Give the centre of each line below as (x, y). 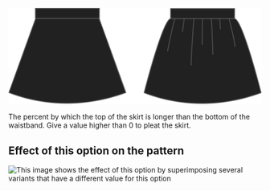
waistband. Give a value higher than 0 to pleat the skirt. (100, 125)
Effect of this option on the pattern (96, 150)
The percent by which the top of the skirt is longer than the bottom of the (129, 117)
